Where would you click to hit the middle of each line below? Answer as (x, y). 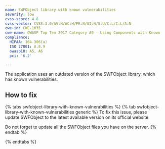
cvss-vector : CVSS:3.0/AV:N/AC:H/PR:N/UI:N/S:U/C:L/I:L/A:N (68, 24)
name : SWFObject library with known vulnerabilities (61, 10)
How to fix (21, 95)
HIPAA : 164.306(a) (29, 42)
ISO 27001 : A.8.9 (27, 47)
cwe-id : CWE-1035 (23, 28)
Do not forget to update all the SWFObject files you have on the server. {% (81, 127)
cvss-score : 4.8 (22, 19)
